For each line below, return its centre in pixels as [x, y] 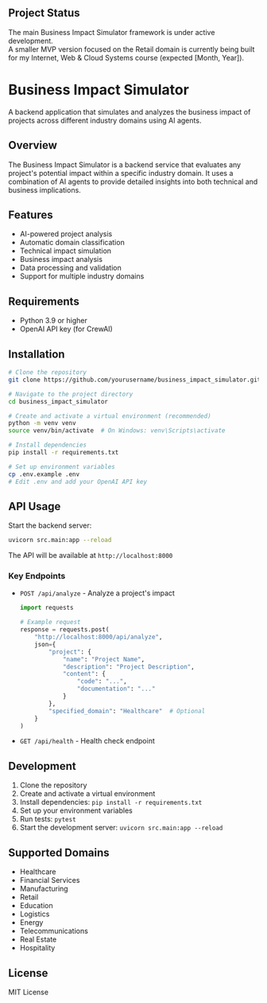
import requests [46, 608]
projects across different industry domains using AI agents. [105, 120]
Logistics [35, 914]
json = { [45, 644]
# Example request [50, 622]
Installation [37, 354]
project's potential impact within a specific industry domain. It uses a [121, 173]
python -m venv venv [43, 423]
